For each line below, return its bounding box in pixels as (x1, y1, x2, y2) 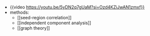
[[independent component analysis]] (17, 20, 91, 26)
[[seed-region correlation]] (17, 15, 72, 20)
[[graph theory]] (17, 25, 50, 31)
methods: (9, 9, 30, 15)
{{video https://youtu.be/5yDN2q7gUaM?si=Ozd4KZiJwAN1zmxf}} (9, 4, 145, 10)
